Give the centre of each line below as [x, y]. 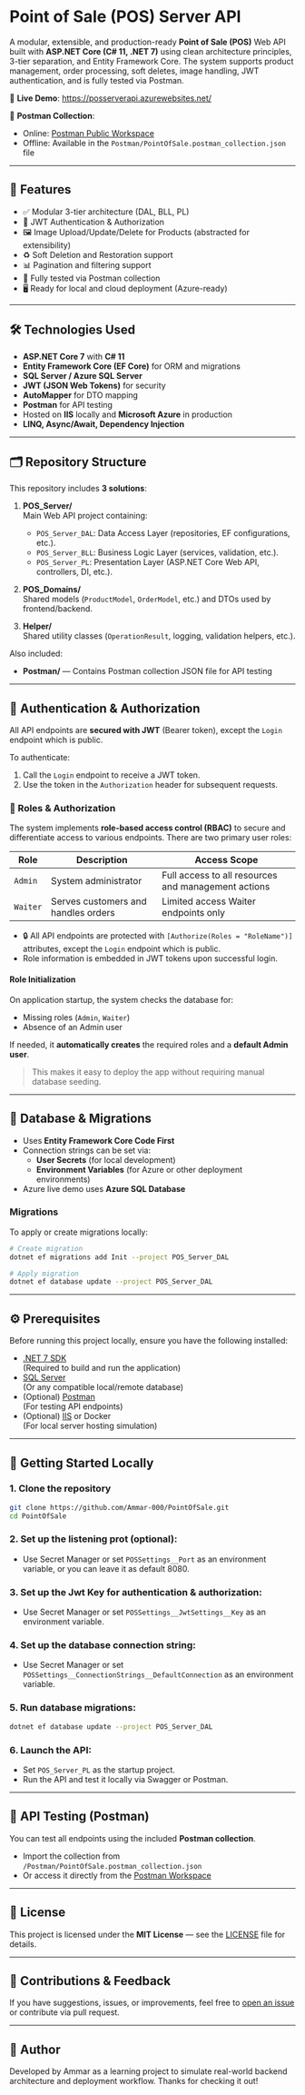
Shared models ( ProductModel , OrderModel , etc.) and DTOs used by [147, 599]
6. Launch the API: [51, 1750]
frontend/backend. [58, 609]
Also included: [36, 654]
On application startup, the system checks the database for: [122, 999]
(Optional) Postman [59, 1397]
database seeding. [66, 1081]
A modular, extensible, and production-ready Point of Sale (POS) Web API [148, 42]
